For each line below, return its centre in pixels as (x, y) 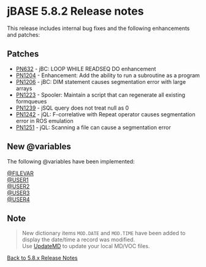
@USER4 (18, 199)
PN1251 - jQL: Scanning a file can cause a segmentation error (93, 127)
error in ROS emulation (44, 121)
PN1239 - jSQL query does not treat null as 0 (72, 108)
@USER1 (18, 179)
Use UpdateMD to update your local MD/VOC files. (86, 246)
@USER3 (18, 193)
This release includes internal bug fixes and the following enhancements (98, 28)
